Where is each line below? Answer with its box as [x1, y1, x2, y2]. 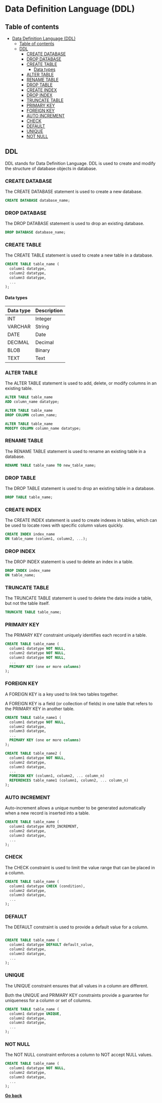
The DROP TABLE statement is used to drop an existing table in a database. [5, 485, 155, 491]
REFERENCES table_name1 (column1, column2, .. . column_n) [9, 778, 129, 783]
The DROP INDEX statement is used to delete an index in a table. [5, 559, 134, 565]
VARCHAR [7, 323, 31, 330]
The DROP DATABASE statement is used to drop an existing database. [5, 221, 145, 227]
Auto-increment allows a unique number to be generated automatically [5, 805, 146, 811]
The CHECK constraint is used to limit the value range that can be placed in [5, 864, 155, 870]
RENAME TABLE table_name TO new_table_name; [5, 463, 96, 468]
